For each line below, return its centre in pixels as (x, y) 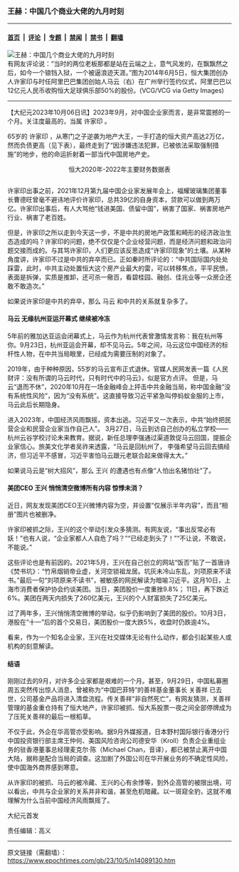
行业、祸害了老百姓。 (38, 217)
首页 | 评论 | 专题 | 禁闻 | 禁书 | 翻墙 (65, 37)
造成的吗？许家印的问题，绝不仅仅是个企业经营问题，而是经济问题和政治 (119, 241)
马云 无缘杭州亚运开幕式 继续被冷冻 (59, 319)
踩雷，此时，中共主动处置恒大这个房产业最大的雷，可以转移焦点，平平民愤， (119, 268)
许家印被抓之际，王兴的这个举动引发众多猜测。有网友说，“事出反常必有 (112, 529)
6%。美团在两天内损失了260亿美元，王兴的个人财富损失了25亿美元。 (109, 597)
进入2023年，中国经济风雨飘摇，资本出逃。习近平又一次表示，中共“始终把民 (119, 419)
